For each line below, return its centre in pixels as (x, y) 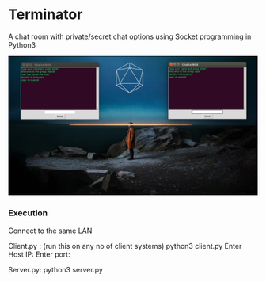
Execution (28, 213)
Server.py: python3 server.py (55, 269)
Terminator (46, 15)
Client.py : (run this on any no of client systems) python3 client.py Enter (125, 246)
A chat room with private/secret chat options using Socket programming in (130, 36)
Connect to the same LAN (50, 231)
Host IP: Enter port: (39, 254)
